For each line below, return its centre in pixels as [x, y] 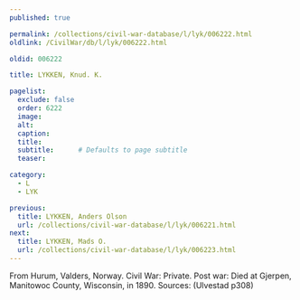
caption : [34, 133]
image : [30, 117]
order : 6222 [40, 108]
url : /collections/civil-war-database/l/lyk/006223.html [127, 250]
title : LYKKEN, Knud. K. [56, 75]
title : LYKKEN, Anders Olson [72, 216]
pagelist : [28, 91]
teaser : [32, 159]
